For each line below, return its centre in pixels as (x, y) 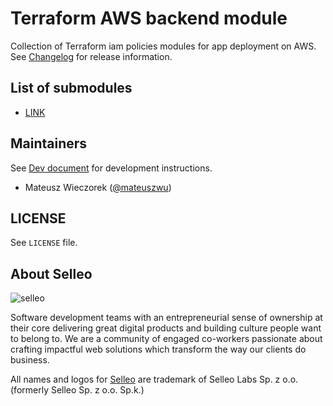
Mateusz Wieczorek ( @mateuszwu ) (98, 187)
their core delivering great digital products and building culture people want (166, 328)
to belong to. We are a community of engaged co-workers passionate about (166, 339)
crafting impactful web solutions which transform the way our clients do (158, 349)
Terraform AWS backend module (149, 18)
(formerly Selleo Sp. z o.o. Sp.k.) (77, 390)
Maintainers (49, 143)
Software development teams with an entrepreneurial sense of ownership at (166, 318)
